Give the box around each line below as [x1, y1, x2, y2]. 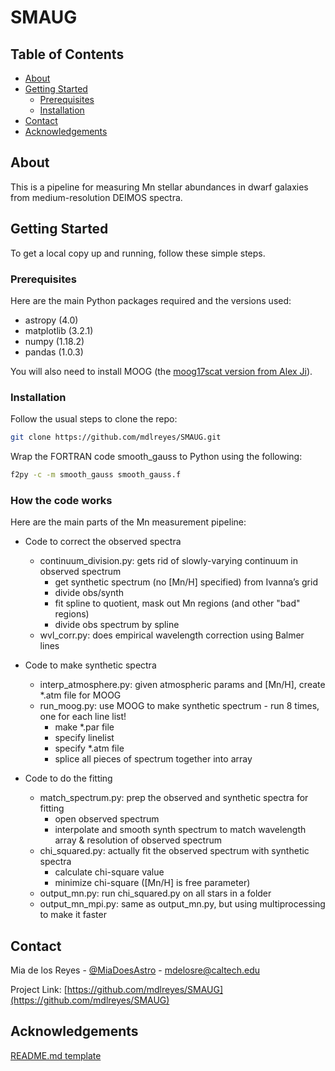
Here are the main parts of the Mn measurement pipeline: [10, 516, 247, 528]
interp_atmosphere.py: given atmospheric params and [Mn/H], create [39, 679, 326, 691]
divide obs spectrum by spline [54, 619, 180, 631]
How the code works [10, 493, 113, 507]
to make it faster [39, 909, 107, 921]
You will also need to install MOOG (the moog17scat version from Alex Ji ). [10, 365, 313, 377]
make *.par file [54, 721, 115, 733]
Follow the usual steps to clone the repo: [10, 413, 178, 425]
